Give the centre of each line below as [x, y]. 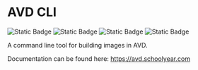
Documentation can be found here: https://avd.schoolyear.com [99, 58]
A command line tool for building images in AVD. [77, 45]
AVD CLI [32, 12]
